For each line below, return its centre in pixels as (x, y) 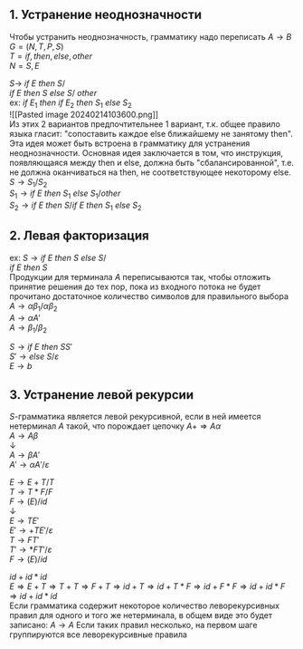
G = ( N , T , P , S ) (37, 46)
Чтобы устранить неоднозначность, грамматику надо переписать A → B (151, 36)
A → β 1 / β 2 (28, 328)
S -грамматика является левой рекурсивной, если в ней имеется (135, 417)
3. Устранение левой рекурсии (102, 395)
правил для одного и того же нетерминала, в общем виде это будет (141, 615)
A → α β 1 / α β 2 (33, 307)
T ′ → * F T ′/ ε (31, 550)
